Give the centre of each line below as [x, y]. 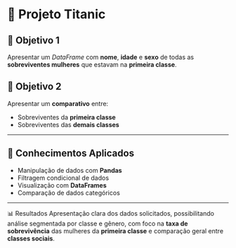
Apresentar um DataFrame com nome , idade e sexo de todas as [101, 57]
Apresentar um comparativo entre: [58, 103]
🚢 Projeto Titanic [57, 14]
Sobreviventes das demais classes [68, 124]
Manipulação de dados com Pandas [70, 170]
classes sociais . [31, 238]
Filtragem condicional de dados [63, 178]
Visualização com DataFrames [62, 185]
